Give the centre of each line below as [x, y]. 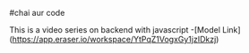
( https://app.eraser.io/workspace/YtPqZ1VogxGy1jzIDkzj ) [114, 39]
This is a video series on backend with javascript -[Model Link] [125, 30]
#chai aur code [37, 13]
